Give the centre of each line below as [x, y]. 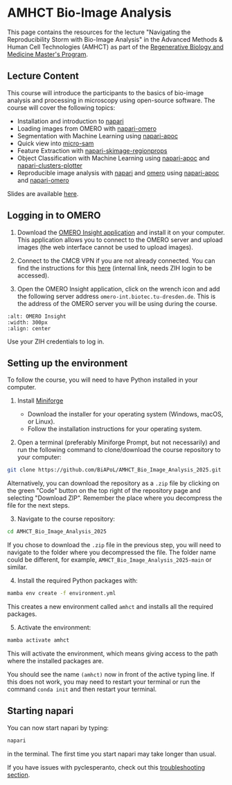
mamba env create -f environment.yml [62, 593]
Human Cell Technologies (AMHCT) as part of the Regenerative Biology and [115, 47]
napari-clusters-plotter [50, 165]
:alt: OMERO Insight [37, 316]
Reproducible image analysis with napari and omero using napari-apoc [118, 172]
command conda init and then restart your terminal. [82, 689]
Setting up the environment [68, 363]
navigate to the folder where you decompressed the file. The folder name [111, 552]
